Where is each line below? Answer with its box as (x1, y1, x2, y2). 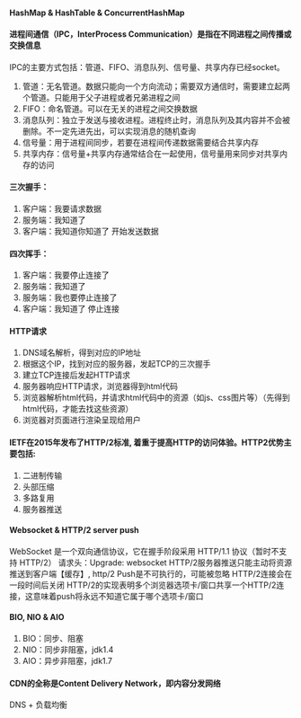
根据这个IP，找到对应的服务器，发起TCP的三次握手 (22, 359, 211, 369)
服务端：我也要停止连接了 (22, 292, 118, 303)
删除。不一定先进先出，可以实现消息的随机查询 (22, 126, 196, 137)
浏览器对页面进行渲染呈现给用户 (22, 414, 141, 426)
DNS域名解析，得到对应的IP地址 (22, 347, 142, 359)
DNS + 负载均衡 (9, 699, 67, 710)
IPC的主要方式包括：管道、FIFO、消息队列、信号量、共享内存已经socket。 (9, 61, 285, 72)
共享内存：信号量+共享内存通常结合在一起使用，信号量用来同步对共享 (22, 148, 280, 159)
